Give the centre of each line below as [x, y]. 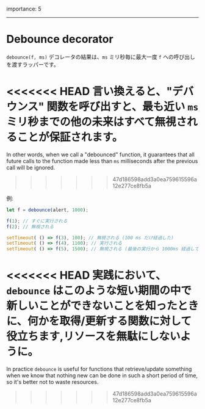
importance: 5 [24, 9]
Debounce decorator [60, 39]
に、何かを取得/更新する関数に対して [99, 321]
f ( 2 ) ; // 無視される [30, 226]
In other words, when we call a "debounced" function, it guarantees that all [101, 154]
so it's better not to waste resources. [52, 382]
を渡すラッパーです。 [33, 64]
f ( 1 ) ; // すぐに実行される [37, 221]
